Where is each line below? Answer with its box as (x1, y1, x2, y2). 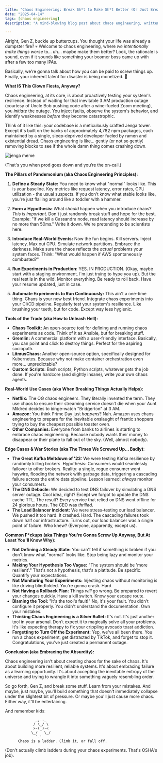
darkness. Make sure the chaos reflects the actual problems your (12, 246, 143, 252)
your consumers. (12, 481, 46, 487)
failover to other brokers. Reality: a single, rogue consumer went (12, 466, 141, 472)
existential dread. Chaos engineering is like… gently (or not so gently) (5, 138, 144, 144)
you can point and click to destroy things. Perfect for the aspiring (12, 340, 142, 346)
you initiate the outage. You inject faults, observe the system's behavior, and (5, 108, 158, 114)
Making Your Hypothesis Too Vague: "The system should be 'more (12, 562, 148, 568)
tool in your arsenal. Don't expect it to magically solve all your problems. (12, 619, 157, 625)
